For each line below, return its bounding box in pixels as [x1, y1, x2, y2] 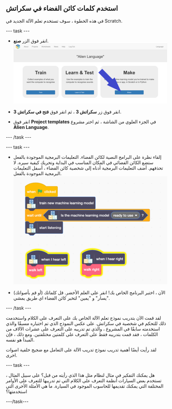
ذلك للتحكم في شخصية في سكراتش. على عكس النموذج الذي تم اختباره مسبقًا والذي [6, 320, 166, 326]
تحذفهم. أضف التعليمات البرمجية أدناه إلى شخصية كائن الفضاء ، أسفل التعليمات [13, 165, 163, 171]
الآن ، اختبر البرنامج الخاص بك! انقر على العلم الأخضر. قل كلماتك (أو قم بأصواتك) [13, 289, 166, 295]
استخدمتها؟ [6, 388, 28, 395]
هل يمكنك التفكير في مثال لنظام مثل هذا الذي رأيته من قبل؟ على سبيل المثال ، [6, 372, 155, 378]
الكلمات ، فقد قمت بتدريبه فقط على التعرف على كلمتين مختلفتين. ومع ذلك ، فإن [6, 331, 158, 337]
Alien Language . [13, 124, 49, 131]
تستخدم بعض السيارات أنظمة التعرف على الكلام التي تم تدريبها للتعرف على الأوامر [6, 377, 162, 383]
